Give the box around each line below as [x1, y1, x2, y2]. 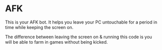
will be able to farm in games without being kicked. [5, 39, 108, 45]
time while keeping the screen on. [5, 24, 74, 30]
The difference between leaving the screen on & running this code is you [5, 34, 152, 40]
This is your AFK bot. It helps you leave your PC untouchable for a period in [5, 19, 158, 25]
